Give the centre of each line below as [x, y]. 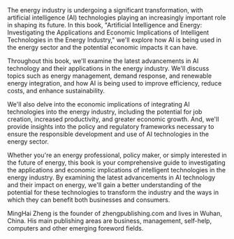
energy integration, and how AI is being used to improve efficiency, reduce [115, 83]
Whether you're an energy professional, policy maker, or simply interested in [117, 155]
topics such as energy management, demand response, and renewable [109, 76]
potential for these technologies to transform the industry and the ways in [113, 192]
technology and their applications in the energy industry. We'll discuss [108, 68]
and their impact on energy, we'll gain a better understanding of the [104, 185]
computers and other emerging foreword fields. [75, 228]
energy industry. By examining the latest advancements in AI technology [111, 177]
